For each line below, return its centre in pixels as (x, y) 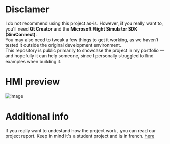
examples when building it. (33, 61)
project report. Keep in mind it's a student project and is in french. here (80, 136)
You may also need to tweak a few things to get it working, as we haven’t (82, 40)
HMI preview (33, 82)
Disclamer (27, 9)
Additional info (37, 117)
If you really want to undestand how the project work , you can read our (81, 130)
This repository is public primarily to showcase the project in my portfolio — (85, 50)
